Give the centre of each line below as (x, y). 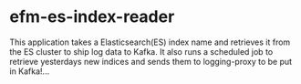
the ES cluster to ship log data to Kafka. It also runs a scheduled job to (141, 51)
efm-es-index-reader (92, 17)
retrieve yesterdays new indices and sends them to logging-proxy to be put (151, 61)
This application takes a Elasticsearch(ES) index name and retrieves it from (150, 42)
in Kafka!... (30, 71)
